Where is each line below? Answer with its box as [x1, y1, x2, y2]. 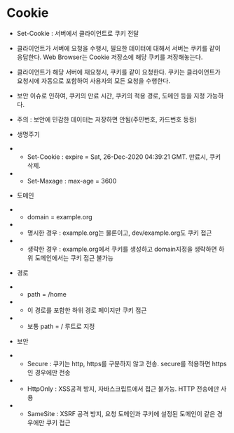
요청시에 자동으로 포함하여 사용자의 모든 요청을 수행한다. [16, 76, 171, 85]
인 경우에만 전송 [27, 368, 71, 377]
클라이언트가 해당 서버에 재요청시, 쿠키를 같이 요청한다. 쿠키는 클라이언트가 [16, 67, 221, 76]
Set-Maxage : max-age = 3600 [27, 176, 117, 185]
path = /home [27, 290, 67, 298]
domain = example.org [27, 212, 92, 221]
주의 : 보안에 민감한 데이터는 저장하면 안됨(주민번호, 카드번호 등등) [16, 115, 198, 124]
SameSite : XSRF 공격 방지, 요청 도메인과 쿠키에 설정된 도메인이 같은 [27, 409, 216, 418]
